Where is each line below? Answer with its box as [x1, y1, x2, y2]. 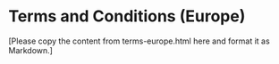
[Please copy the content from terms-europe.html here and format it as [8, 36, 270, 46]
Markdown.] [8, 44, 53, 55]
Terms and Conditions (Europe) [8, 6, 246, 27]
